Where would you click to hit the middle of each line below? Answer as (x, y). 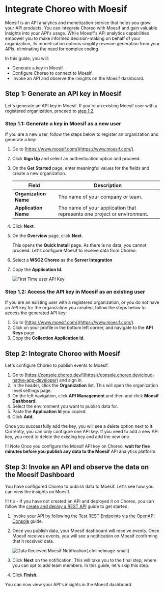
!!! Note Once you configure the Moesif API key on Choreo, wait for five (78, 446)
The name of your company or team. (100, 197)
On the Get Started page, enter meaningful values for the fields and (81, 168)
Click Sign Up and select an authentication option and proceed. (76, 159)
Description (108, 185)
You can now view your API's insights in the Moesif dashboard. (69, 584)
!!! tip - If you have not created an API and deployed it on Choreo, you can (80, 501)
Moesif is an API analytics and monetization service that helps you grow (78, 23)
